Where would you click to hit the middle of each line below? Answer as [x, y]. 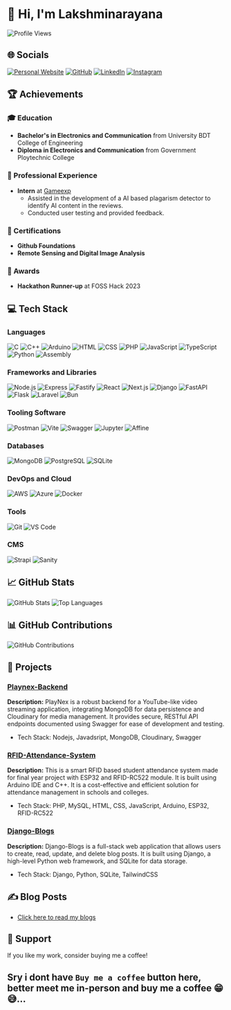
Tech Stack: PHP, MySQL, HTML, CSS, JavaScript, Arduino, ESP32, [113, 806]
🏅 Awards [24, 271]
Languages [27, 332]
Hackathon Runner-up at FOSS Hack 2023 [78, 286]
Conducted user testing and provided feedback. [96, 213]
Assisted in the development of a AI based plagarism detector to [119, 198]
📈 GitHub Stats [41, 583]
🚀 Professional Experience [53, 176]
